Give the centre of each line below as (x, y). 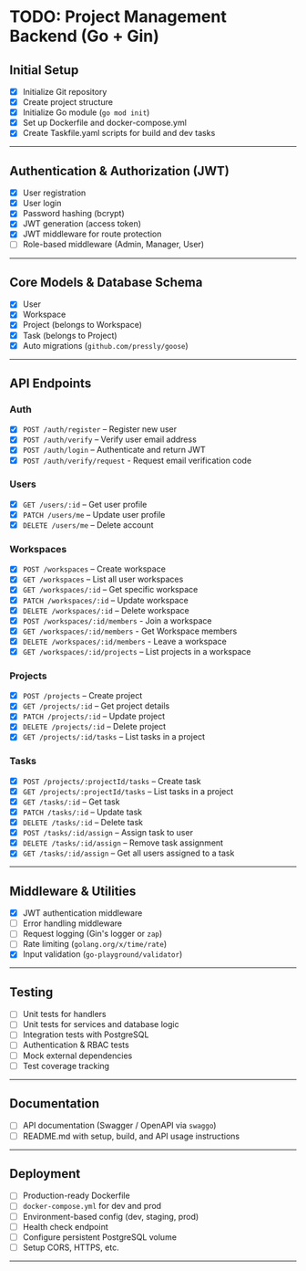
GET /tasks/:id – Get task (71, 802)
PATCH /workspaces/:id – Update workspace (105, 600)
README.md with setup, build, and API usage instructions (131, 1136)
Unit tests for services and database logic (101, 1024)
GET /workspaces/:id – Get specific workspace (110, 590)
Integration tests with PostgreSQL (86, 1035)
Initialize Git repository (65, 92)
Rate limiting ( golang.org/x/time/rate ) (95, 944)
